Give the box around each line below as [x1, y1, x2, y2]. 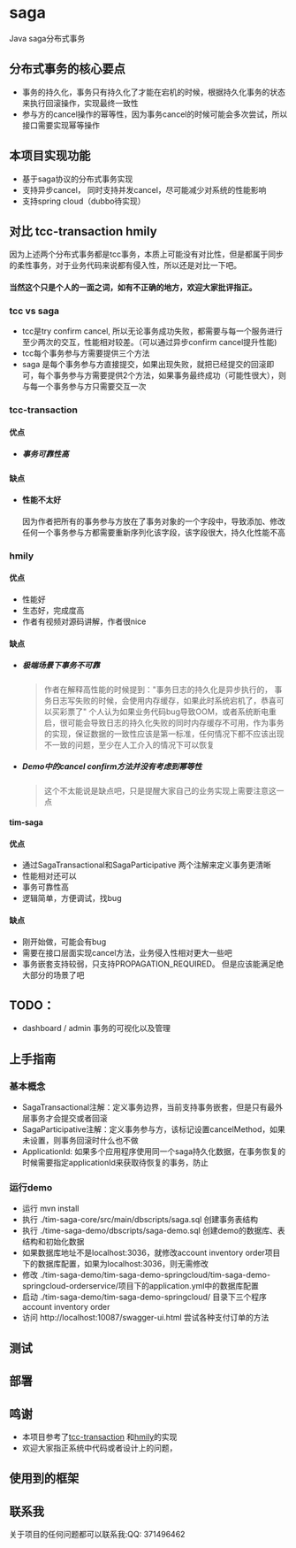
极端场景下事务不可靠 [21, 660, 100, 671]
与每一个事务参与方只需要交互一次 [21, 381, 147, 392]
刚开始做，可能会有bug [21, 936, 107, 947]
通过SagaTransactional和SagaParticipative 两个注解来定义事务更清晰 [21, 859, 272, 870]
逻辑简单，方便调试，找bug [21, 893, 122, 904]
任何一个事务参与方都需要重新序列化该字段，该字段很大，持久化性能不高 [21, 527, 285, 537]
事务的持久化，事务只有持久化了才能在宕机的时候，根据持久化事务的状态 [21, 87, 285, 97]
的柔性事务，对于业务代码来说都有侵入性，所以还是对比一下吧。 [9, 260, 241, 271]
